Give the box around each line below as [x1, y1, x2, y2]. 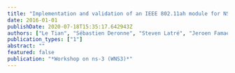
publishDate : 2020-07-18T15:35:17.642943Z [7, 23, 133, 30]
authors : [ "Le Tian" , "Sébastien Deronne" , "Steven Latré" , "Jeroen [7, 29, 211, 37]
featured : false [7, 49, 55, 56]
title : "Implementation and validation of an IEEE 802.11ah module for [7, 10, 220, 17]
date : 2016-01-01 [7, 17, 58, 24]
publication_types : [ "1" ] [7, 36, 83, 43]
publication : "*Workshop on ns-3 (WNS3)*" [7, 56, 133, 63]
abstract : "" [7, 42, 45, 49]
